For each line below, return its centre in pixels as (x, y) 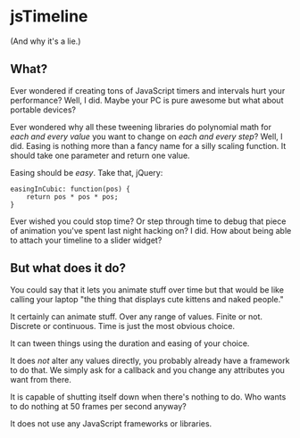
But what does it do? (68, 268)
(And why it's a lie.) (46, 41)
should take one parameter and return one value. (100, 155)
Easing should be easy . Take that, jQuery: (87, 172)
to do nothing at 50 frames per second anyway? (98, 406)
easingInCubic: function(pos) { (70, 189)
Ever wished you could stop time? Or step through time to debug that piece (148, 221)
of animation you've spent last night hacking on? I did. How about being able (151, 230)
